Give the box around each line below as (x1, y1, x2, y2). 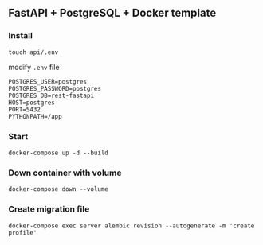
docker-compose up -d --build (8, 149, 109, 157)
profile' (8, 228, 37, 237)
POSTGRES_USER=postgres (8, 77, 88, 86)
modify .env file (8, 62, 60, 72)
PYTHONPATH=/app (8, 112, 62, 120)
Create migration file (8, 204, 90, 215)
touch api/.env (8, 48, 59, 56)
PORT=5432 (8, 105, 41, 114)
